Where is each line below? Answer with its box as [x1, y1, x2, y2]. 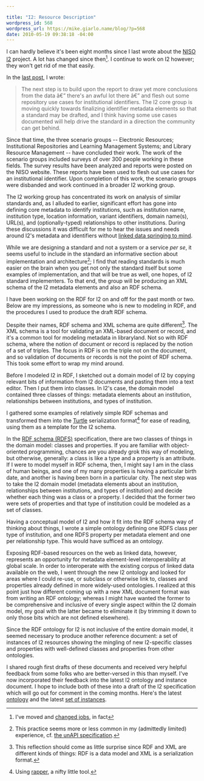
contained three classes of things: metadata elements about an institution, [6, 391, 192, 399]
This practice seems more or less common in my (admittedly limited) [15, 725, 187, 732]
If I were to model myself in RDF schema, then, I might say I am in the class [6, 461, 194, 468]
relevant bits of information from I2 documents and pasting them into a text [6, 378, 194, 385]
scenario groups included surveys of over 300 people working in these [6, 155, 184, 163]
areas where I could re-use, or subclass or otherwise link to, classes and [6, 575, 188, 582]
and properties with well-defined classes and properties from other [6, 645, 175, 652]
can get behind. [21, 124, 61, 131]
